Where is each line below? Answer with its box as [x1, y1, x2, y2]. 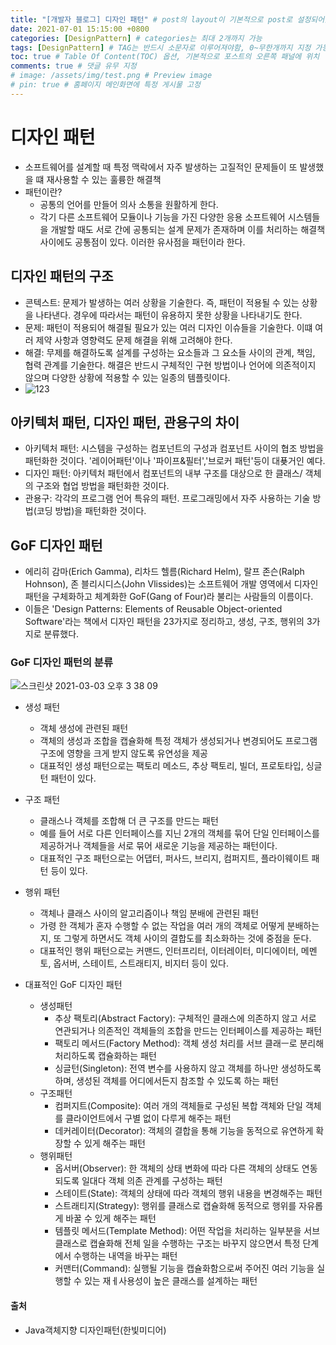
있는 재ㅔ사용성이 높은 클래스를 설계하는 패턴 [83, 1275, 258, 1287]
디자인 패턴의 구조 [10, 268, 114, 285]
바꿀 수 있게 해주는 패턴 [65, 1212, 157, 1225]
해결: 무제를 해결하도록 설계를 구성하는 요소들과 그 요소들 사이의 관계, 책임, [24, 346, 316, 358]
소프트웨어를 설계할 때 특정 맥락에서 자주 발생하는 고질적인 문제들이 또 [24, 161, 298, 173]
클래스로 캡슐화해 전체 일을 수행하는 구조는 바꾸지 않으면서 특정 [54, 1237, 301, 1250]
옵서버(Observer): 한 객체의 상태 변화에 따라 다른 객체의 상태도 [54, 1162, 300, 1175]
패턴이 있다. [50, 772, 97, 785]
